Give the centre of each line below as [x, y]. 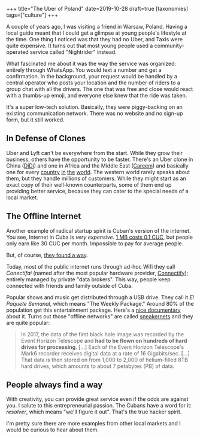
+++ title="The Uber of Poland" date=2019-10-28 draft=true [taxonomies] [97, 9]
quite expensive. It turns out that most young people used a [80, 45]
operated [17, 52]
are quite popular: [28, 323]
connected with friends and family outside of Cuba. [69, 285]
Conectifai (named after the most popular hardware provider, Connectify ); [97, 273]
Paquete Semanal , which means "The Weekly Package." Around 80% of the [100, 303]
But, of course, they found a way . [47, 255]
